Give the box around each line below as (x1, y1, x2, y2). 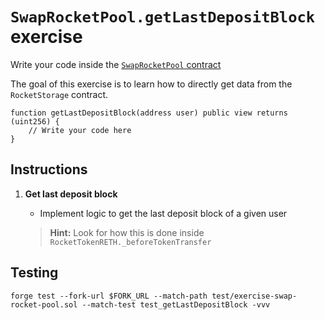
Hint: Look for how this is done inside (49, 226, 205, 238)
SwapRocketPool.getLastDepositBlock (10, 8, 316, 27)
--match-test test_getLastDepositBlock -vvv (81, 299, 271, 310)
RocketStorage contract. (10, 88, 109, 100)
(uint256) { (10, 116, 60, 127)
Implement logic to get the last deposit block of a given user (39, 207, 288, 219)
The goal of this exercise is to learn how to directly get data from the (10, 78, 293, 90)
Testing (10, 264, 59, 282)
